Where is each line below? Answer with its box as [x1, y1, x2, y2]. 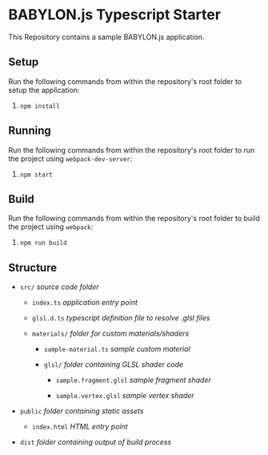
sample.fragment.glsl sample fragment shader [55, 375, 212, 385]
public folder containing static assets [19, 406, 144, 416]
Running [8, 124, 52, 138]
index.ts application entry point [31, 298, 138, 308]
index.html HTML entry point [31, 422, 128, 432]
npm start [19, 171, 54, 179]
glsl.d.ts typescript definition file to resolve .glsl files [31, 313, 210, 323]
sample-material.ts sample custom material [43, 344, 190, 354]
